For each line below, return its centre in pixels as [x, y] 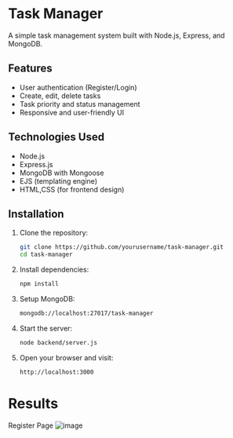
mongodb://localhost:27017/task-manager [86, 313]
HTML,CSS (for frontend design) [72, 189]
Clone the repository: [54, 233]
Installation [36, 214]
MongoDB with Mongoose [62, 173]
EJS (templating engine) [58, 181]
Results [33, 403]
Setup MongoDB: [47, 299]
